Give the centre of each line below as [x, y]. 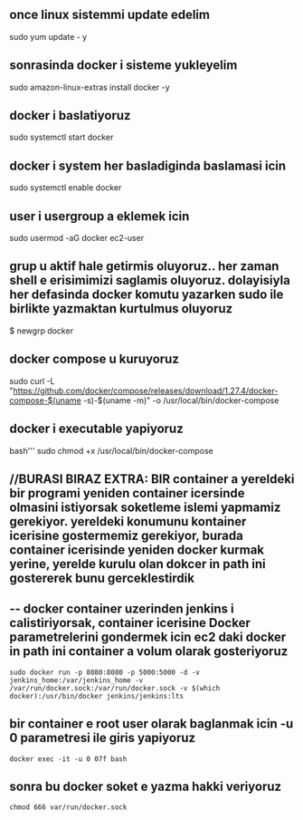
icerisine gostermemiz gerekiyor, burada [127, 535]
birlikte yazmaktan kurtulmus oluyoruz [121, 309]
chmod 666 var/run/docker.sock [68, 807]
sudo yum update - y [48, 36]
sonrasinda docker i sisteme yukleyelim [123, 66]
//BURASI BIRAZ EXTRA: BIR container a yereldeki [152, 479]
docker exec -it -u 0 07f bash [68, 759]
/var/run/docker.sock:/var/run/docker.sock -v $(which [115, 688]
